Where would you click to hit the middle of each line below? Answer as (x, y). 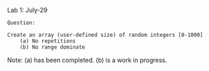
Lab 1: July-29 (27, 10)
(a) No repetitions (48, 41)
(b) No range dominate (52, 47)
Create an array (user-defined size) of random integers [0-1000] (105, 35)
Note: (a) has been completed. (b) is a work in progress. (87, 60)
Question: (22, 23)
